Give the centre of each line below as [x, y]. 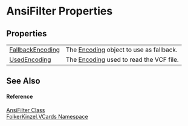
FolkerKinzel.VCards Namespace [47, 116]
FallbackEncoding [35, 50]
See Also [23, 81]
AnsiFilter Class [26, 110]
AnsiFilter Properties [60, 11]
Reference [20, 96]
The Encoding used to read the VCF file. [122, 60]
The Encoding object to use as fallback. [122, 50]
